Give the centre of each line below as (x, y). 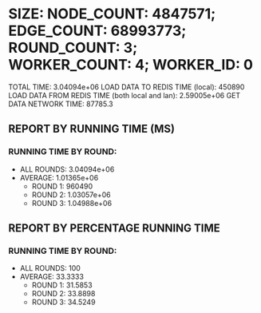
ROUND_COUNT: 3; (73, 48)
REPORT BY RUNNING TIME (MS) (92, 129)
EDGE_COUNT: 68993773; (97, 31)
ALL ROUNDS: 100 (50, 268)
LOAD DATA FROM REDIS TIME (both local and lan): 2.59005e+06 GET (125, 95)
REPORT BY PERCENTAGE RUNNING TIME (115, 228)
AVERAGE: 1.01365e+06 (59, 177)
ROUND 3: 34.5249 (63, 302)
